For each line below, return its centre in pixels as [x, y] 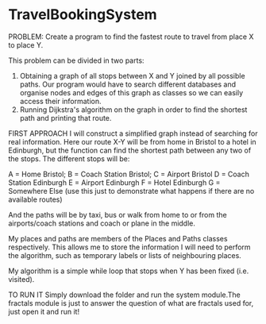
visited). [21, 279]
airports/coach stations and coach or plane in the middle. [102, 223]
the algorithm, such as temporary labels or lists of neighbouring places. [125, 255]
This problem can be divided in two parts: [76, 60]
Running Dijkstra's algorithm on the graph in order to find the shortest [133, 110]
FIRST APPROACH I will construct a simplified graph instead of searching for [133, 133]
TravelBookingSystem [83, 15]
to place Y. [26, 44]
